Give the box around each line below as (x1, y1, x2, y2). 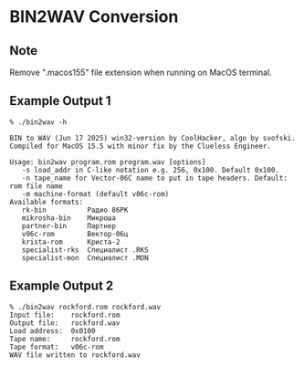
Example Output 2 (9, 278, 114, 294)
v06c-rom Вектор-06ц (21, 229, 129, 238)
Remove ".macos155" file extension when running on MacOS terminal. (9, 67, 272, 78)
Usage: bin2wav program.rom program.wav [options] (9, 157, 206, 166)
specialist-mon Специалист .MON (21, 253, 149, 262)
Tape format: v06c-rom (9, 342, 104, 351)
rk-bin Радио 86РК (21, 205, 129, 215)
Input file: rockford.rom (9, 310, 121, 320)
